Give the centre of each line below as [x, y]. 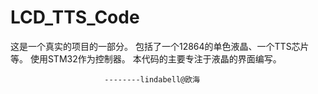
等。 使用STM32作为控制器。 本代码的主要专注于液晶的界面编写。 [146, 58]
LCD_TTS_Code [75, 17]
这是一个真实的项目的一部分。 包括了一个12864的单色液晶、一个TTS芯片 [160, 46]
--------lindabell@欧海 [152, 79]
